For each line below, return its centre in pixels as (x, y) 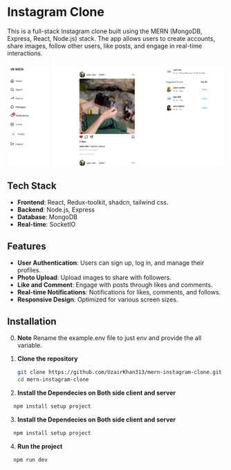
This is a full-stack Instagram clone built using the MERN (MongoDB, (105, 31)
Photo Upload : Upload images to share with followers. (94, 278)
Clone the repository (47, 359)
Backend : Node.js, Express (56, 210)
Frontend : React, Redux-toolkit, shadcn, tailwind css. (93, 203)
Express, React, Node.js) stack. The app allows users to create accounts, (111, 38)
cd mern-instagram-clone (53, 379)
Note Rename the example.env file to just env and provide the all (109, 338)
